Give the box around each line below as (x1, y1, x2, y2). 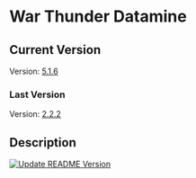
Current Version (9, 42, 102, 58)
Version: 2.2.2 (9, 109, 61, 120)
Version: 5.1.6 (9, 66, 58, 76)
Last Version (9, 88, 66, 101)
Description (9, 135, 76, 150)
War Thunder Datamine (9, 6, 187, 27)
